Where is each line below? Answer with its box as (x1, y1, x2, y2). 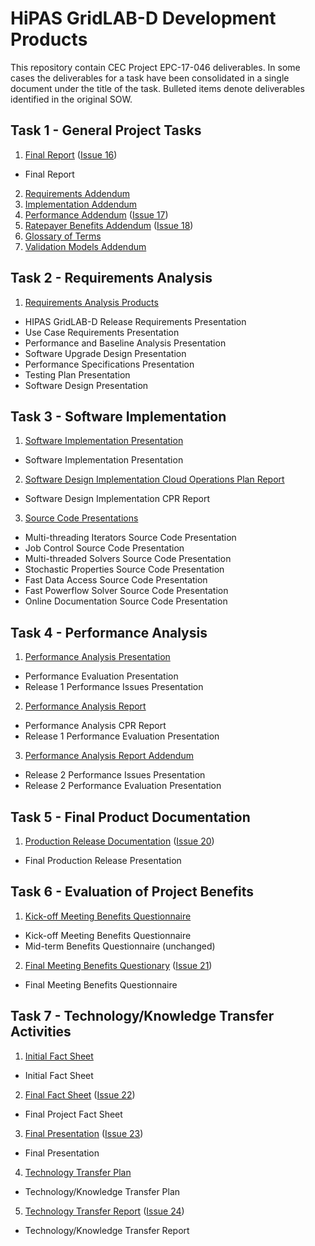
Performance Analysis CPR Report (24, 720, 167, 732)
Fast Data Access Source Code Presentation (24, 574, 208, 586)
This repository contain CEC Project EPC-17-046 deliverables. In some (10, 61, 301, 73)
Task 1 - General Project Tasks (10, 122, 202, 139)
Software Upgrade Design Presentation (24, 347, 187, 359)
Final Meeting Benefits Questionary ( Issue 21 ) (24, 959, 213, 971)
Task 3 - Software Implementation (10, 408, 227, 425)
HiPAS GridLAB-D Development (10, 7, 277, 30)
